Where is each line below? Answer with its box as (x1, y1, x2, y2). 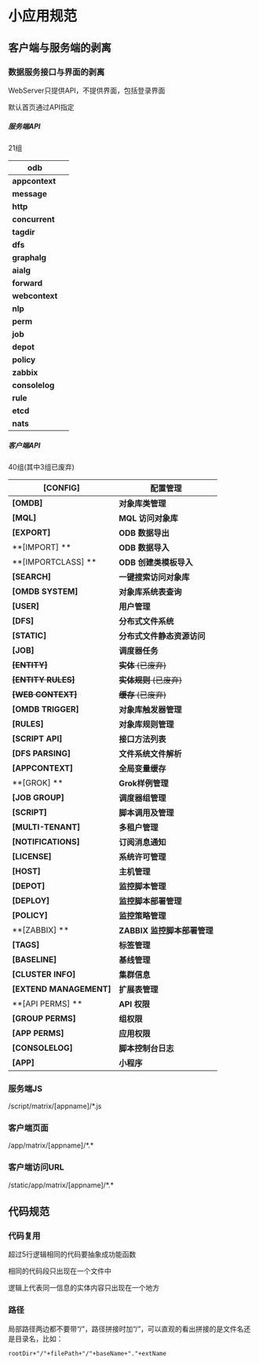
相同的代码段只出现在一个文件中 (8, 1266, 111, 1276)
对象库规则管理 (119, 719, 174, 730)
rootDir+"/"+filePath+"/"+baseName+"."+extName (8, 1349, 167, 1357)
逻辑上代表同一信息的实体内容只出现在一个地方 (8, 1283, 159, 1293)
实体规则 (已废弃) (119, 675, 183, 686)
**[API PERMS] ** (12, 998, 82, 1009)
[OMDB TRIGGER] (12, 704, 80, 715)
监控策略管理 (119, 910, 166, 921)
